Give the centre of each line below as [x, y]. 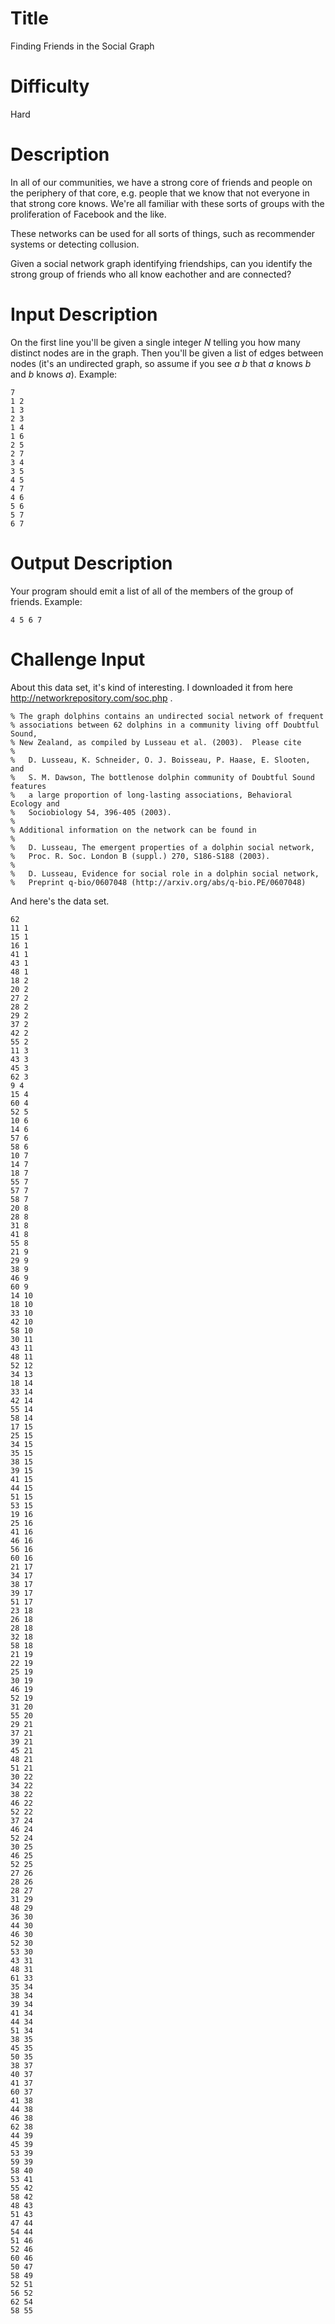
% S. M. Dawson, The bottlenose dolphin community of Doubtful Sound [162, 777]
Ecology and [35, 803]
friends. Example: [46, 601]
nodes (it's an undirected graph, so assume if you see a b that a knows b [161, 363]
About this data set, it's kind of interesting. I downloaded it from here [152, 687]
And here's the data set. [60, 901]
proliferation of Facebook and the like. [88, 214]
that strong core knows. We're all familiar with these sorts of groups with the [167, 203]
